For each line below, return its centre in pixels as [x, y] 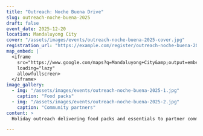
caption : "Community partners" [56, 107]
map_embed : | [23, 51]
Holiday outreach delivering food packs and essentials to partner [98, 118]
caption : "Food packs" [46, 96]
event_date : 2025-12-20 [36, 29]
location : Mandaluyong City [42, 34]
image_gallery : [25, 85]
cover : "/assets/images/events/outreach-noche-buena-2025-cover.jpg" [96, 40]
